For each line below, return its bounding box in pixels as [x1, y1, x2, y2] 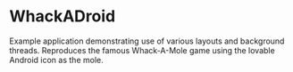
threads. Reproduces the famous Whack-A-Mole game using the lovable [9, 44, 275, 55]
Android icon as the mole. [9, 54, 105, 65]
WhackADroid [9, 6, 116, 27]
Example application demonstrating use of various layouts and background [9, 36, 285, 46]
